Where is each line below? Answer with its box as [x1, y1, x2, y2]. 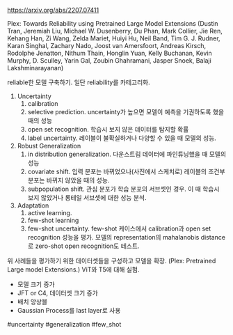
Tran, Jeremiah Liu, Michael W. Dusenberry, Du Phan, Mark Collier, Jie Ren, [7, 27, 223, 35]
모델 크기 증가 [17, 280, 55, 288]
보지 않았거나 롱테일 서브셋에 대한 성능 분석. [27, 194, 147, 201]
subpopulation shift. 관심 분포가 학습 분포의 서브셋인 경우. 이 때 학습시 [27, 185, 220, 193]
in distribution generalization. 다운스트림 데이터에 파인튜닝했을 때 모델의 [27, 150, 227, 158]
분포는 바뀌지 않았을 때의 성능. [27, 176, 110, 184]
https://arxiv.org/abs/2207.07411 [7, 6, 99, 14]
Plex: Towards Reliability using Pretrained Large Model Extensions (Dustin [7, 20, 218, 27]
